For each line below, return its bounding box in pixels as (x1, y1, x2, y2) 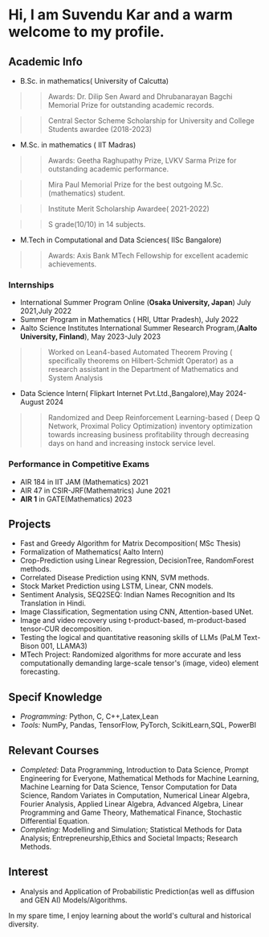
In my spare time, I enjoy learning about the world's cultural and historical (8, 910, 251, 920)
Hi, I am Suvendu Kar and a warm (8, 6, 233, 24)
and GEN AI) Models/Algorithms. (19, 895, 128, 905)
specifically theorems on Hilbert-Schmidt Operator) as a (47, 356, 234, 365)
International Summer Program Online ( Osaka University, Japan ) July (19, 298, 251, 308)
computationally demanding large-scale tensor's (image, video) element (19, 658, 259, 668)
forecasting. (19, 667, 60, 677)
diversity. (8, 919, 39, 929)
